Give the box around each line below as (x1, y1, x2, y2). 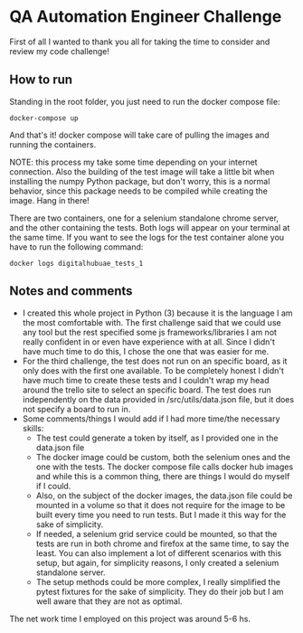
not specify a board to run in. (22, 403, 131, 414)
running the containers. (9, 138, 97, 150)
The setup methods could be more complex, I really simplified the (35, 576, 280, 587)
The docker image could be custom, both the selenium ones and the (35, 451, 291, 462)
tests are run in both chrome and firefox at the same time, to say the (35, 538, 289, 549)
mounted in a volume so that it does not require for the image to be (35, 499, 286, 510)
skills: (22, 422, 44, 433)
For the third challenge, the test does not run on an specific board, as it (22, 355, 288, 366)
